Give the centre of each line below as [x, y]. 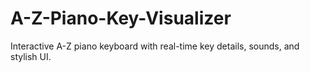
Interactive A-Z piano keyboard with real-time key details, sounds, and [155, 46]
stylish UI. [31, 56]
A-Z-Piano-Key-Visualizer [121, 18]
